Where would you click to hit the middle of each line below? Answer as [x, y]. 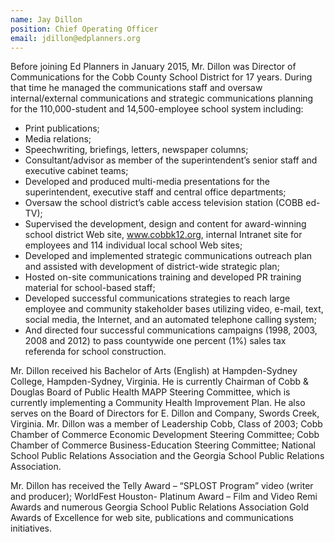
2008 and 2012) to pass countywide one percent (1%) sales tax [155, 341]
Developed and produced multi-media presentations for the [147, 182]
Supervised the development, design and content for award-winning [165, 224]
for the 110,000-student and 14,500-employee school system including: [157, 109]
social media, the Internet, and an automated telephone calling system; [170, 320]
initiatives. [31, 528]
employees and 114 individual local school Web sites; [133, 245]
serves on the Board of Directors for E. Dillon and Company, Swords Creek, [165, 413]
